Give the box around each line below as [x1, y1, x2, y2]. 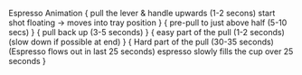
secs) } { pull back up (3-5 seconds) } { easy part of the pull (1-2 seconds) [8, 27, 286, 37]
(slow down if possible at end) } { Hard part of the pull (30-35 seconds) [8, 36, 275, 47]
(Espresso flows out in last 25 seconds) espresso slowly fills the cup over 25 [8, 46, 294, 57]
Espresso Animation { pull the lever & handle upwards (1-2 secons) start [8, 8, 276, 18]
